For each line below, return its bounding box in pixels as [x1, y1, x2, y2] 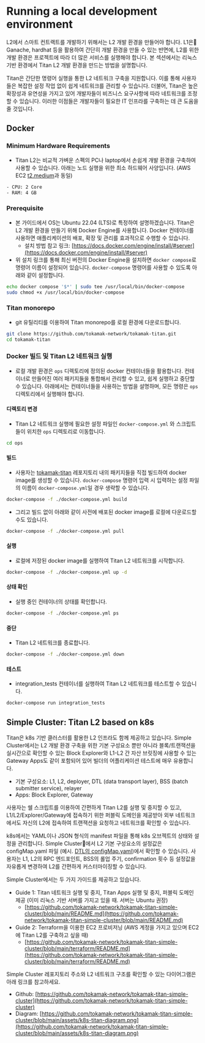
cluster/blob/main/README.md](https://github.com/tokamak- [24, 909, 179, 917]
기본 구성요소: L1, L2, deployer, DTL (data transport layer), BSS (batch [15, 777, 188, 785]
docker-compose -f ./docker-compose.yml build [6, 497, 127, 503]
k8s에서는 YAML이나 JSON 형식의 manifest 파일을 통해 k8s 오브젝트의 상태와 [6, 832, 193, 839]
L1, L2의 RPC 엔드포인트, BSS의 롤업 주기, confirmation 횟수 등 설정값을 [22, 855, 196, 862]
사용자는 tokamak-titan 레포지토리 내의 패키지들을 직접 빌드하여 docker [15, 469, 187, 476]
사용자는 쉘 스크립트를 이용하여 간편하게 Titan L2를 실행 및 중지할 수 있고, [6, 803, 182, 811]
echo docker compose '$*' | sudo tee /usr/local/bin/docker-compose [6, 283, 185, 289]
